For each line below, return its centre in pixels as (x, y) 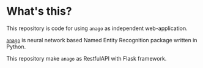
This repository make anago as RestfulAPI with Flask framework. (87, 58)
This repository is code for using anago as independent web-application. (97, 28)
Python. (16, 47)
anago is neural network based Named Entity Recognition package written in (102, 40)
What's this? (39, 11)
